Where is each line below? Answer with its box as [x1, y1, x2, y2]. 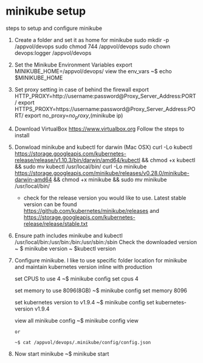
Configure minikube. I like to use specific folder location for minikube [14, 256, 187, 264]
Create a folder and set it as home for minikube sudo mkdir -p [14, 36, 170, 43]
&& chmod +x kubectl [141, 156, 196, 164]
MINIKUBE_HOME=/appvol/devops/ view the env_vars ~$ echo [14, 67, 172, 74]
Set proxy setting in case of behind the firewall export [14, 85, 150, 93]
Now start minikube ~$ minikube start [14, 350, 109, 358]
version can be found [23, 200, 77, 208]
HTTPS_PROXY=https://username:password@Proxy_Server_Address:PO [14, 105, 196, 112]
